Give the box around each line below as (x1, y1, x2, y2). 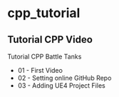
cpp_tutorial (7, 5, 81, 21)
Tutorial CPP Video (7, 34, 93, 46)
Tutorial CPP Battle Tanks (7, 52, 82, 61)
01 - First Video (17, 66, 63, 74)
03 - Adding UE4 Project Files (17, 81, 105, 90)
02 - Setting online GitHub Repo (17, 73, 112, 82)
